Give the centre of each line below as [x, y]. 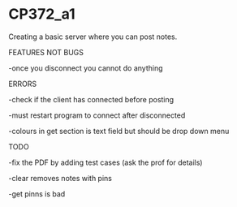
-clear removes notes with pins [60, 178]
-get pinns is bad [37, 194]
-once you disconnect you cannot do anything [86, 68]
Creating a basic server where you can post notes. [93, 37]
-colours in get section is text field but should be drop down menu [119, 131]
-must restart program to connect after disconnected [97, 115]
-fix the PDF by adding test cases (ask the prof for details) [106, 162]
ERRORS [23, 84]
